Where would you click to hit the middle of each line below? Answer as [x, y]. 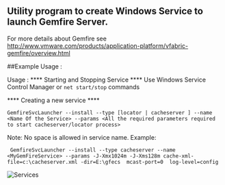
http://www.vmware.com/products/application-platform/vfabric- [98, 46]
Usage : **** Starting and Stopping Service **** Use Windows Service [107, 79]
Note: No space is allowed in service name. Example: [82, 137]
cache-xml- [178, 156]
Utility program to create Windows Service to [105, 11]
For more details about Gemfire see [57, 38]
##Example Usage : [35, 66]
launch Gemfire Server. [57, 22]
